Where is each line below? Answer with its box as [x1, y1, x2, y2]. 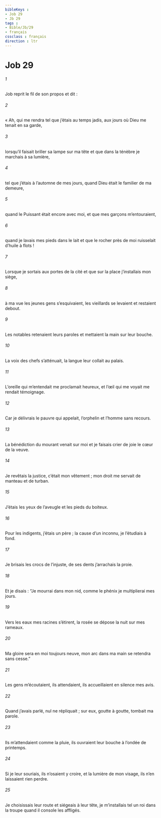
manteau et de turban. [5, 478, 49, 484]
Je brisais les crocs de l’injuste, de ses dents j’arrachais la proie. [5, 562, 133, 568]
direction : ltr [5, 39, 38, 44]
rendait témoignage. [5, 389, 45, 395]
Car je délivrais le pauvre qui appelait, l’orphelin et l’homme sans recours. [5, 415, 151, 421]
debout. [5, 305, 21, 311]
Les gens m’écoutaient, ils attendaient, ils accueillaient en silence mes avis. [5, 682, 155, 688]
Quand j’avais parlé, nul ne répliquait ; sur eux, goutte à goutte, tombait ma [5, 708, 154, 714]
